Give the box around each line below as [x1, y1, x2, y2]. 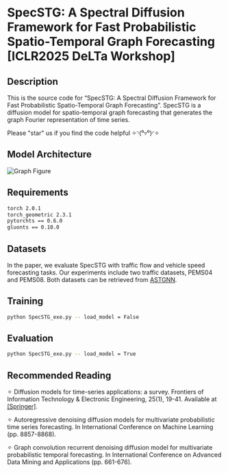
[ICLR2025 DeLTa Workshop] [7, 49, 176, 64]
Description [7, 75, 58, 87]
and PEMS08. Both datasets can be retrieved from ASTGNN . [7, 275, 177, 283]
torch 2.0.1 [7, 205, 41, 212]
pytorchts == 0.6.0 [7, 218, 63, 225]
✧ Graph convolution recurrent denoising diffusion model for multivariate [7, 444, 213, 452]
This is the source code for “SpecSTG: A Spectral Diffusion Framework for [7, 94, 216, 102]
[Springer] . [7, 402, 38, 411]
